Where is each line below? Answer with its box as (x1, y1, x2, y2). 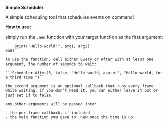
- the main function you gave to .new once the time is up (5, 115, 133, 120)
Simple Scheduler (5, 5, 44, 10)
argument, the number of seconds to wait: (5, 61, 97, 67)
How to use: (5, 24, 32, 30)
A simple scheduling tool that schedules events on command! (5, 14, 134, 20)
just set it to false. (5, 92, 53, 98)
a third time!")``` (5, 75, 47, 80)
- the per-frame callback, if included (5, 110, 90, 115)
